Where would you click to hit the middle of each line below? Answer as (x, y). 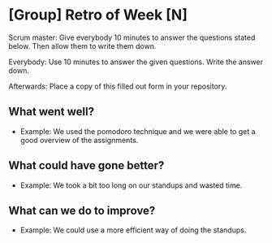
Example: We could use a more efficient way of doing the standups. (133, 230)
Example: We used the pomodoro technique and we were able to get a (138, 131)
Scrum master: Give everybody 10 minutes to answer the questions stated (132, 37)
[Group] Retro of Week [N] (98, 15)
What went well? (52, 112)
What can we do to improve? (82, 210)
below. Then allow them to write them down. (82, 46)
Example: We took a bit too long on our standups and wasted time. (131, 185)
